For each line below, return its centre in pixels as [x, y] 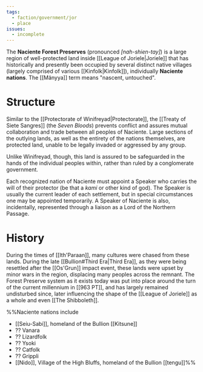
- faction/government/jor [45, 18]
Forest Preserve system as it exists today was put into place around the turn [101, 281]
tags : [13, 12]
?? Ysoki [25, 343]
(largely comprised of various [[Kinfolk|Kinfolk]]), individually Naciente [95, 71]
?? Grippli [27, 356]
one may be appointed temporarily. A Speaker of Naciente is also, [88, 201]
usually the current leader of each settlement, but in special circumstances [100, 195]
